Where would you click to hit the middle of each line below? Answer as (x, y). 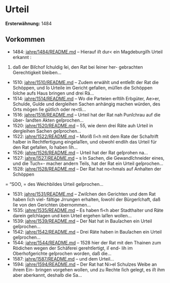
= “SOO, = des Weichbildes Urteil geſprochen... (55, 184)
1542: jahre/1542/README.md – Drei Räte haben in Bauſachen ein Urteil (87, 232)
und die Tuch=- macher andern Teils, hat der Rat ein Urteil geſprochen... (88, 163)
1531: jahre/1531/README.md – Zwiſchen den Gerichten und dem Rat (84, 194)
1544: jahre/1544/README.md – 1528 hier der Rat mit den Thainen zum (87, 242)
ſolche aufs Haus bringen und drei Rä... (53, 93)
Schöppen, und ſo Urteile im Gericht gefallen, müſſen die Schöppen (82, 88)
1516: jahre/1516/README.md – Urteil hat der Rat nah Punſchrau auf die (87, 115)
